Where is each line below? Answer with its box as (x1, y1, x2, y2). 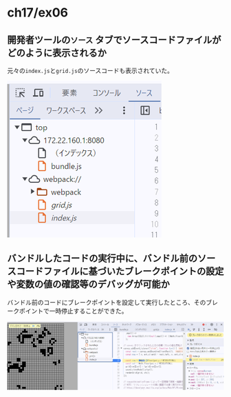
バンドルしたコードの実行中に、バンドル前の (7, 253, 198, 265)
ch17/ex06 (7, 5, 69, 21)
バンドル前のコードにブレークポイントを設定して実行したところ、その (7, 298, 206, 306)
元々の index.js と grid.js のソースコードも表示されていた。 (7, 67, 174, 74)
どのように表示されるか (7, 47, 107, 59)
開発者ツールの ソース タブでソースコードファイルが (7, 34, 221, 45)
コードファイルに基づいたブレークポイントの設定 (16, 265, 224, 277)
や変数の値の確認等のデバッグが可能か (7, 278, 170, 290)
